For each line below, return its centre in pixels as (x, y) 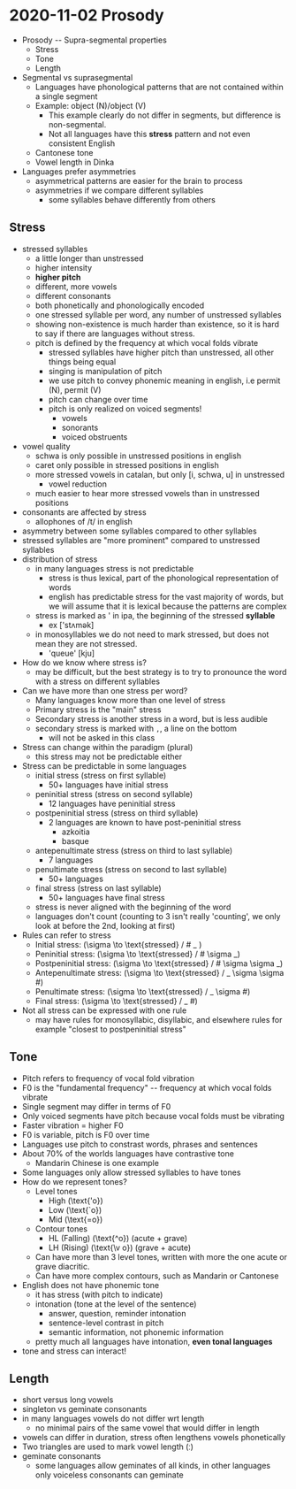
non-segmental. (77, 124)
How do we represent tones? (75, 1181)
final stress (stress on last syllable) (98, 888)
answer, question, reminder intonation (117, 1313)
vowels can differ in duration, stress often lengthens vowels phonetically (153, 1438)
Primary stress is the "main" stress (98, 710)
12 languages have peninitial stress (112, 803)
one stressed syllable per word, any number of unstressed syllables (158, 314)
